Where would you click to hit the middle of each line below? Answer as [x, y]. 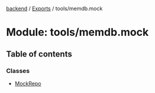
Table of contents [39, 54]
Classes [18, 71]
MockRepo [28, 83]
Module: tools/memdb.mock [77, 32]
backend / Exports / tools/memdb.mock [54, 9]
